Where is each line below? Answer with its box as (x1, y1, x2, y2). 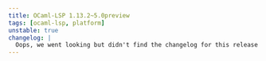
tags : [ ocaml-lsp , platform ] (8, 19, 105, 27)
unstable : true (8, 26, 59, 34)
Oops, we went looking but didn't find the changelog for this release (15, 41, 259, 49)
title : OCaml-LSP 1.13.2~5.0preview (8, 11, 130, 20)
